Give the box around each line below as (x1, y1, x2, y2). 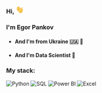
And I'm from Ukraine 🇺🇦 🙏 (14, 38, 84, 45)
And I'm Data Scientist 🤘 (14, 52, 75, 59)
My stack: (6, 66, 35, 75)
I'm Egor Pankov (6, 23, 54, 31)
